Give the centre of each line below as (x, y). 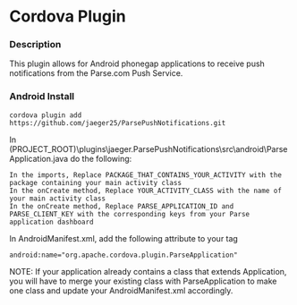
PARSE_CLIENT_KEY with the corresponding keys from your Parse (130, 214)
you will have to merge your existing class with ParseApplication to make (143, 281)
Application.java (39, 158)
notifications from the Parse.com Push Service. (96, 73)
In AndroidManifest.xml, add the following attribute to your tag (124, 238)
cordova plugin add (46, 115)
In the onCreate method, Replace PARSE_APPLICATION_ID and (122, 206)
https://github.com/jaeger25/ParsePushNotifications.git (118, 123)
